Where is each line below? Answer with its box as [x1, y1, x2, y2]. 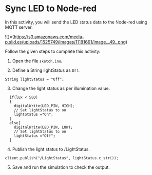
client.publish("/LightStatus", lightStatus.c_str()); [5, 155, 119, 160]
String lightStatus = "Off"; [5, 77, 64, 82]
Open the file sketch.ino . [12, 58, 63, 64]
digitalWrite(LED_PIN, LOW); [14, 125, 73, 130]
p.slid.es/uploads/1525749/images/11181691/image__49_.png [5, 39, 126, 44]
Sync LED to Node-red [5, 3, 97, 14]
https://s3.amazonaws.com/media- [14, 34, 84, 40]
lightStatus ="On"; [14, 112, 54, 117]
